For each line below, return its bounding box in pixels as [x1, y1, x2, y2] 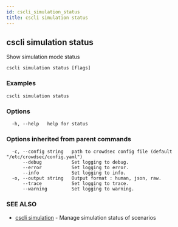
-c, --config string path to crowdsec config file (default [12, 148, 173, 155]
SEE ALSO [6, 200, 37, 209]
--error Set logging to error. [22, 165, 129, 171]
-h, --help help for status [12, 120, 88, 127]
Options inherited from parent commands [6, 134, 132, 143]
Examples [6, 79, 36, 88]
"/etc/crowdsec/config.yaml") [6, 154, 83, 160]
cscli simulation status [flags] [6, 65, 91, 71]
